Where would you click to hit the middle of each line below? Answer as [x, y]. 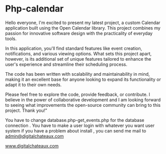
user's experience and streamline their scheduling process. [66, 64]
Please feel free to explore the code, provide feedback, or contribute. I [78, 94]
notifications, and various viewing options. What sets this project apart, [78, 54]
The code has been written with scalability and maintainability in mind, [77, 74]
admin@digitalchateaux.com [34, 136]
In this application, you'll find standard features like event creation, [74, 48]
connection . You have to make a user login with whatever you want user [80, 125]
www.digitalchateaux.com [32, 145]
